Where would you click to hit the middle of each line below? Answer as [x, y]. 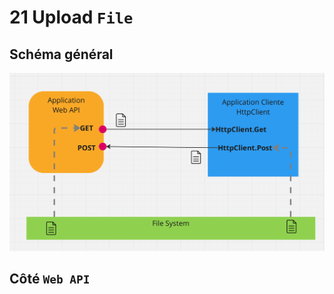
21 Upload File [71, 17]
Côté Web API [50, 279]
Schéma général [61, 54]
